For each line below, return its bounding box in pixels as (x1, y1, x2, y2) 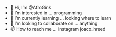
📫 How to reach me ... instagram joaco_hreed (10, 26, 106, 32)
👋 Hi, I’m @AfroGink (10, 5, 51, 10)
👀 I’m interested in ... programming (10, 10, 82, 16)
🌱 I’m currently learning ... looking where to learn (10, 15, 112, 21)
